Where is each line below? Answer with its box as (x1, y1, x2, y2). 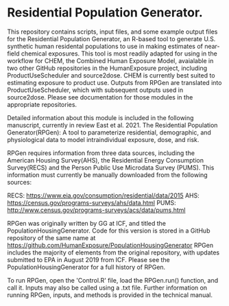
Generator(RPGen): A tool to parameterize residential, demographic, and (7, 128, 211, 137)
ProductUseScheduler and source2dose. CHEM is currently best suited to (7, 71, 215, 80)
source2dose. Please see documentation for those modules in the (7, 93, 193, 101)
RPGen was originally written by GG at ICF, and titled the (7, 219, 167, 227)
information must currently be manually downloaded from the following (7, 170, 208, 179)
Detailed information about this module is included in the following (7, 113, 194, 121)
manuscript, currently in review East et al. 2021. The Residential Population (7, 121, 218, 129)
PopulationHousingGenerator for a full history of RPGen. (7, 263, 166, 271)
